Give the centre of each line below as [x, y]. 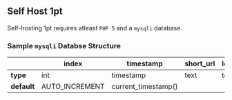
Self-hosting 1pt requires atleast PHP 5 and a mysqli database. [95, 28]
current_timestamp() [145, 87]
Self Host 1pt [35, 11]
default [23, 87]
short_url [200, 63]
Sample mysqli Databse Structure [64, 46]
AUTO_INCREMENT [73, 87]
